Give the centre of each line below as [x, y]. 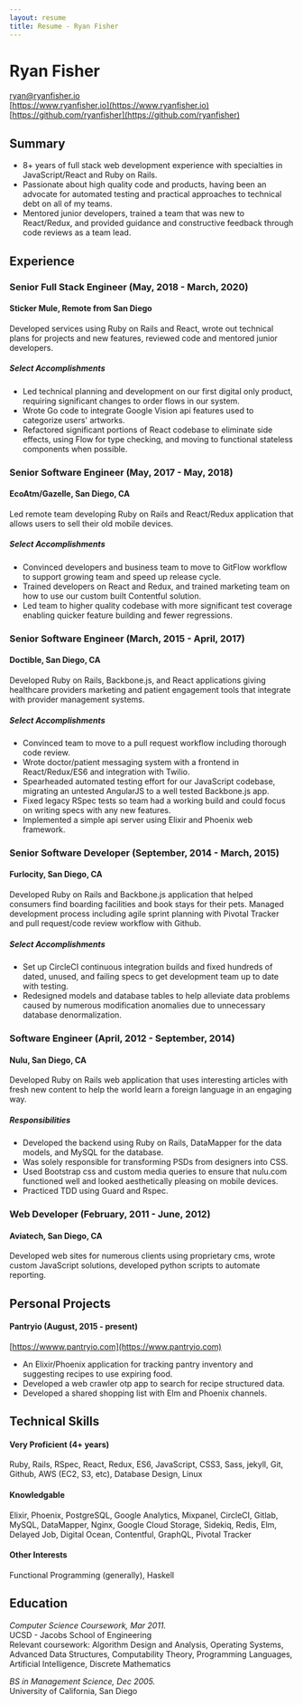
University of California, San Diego [73, 1691]
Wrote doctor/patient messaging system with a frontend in [130, 762]
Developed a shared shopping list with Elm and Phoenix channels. [145, 1393]
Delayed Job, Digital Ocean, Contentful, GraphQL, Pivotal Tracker [131, 1534]
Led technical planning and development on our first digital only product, [157, 391]
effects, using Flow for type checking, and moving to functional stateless [157, 439]
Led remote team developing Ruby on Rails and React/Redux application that [151, 514]
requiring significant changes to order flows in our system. [131, 401]
